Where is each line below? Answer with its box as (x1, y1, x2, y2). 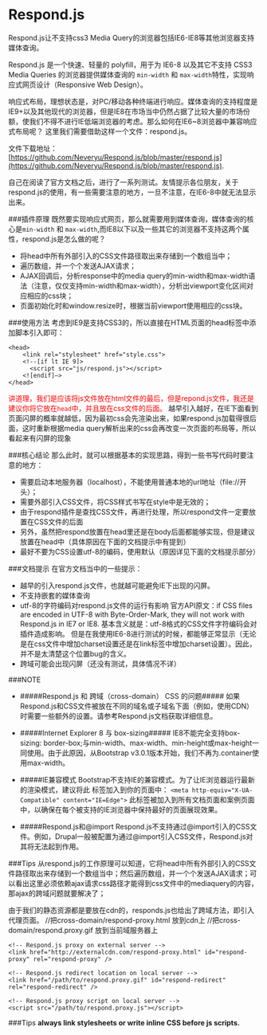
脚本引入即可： (14, 327, 65, 337)
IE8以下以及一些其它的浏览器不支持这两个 (106, 224, 243, 233)
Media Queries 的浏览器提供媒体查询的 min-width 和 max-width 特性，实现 (8, 69, 247, 79)
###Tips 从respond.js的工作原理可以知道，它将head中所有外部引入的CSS (8, 858, 249, 868)
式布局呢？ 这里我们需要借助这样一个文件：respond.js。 (8, 126, 192, 136)
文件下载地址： (8, 143, 57, 153)
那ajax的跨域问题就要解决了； (8, 888, 106, 898)
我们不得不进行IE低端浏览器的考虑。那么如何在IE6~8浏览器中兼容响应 (29, 116, 257, 126)
